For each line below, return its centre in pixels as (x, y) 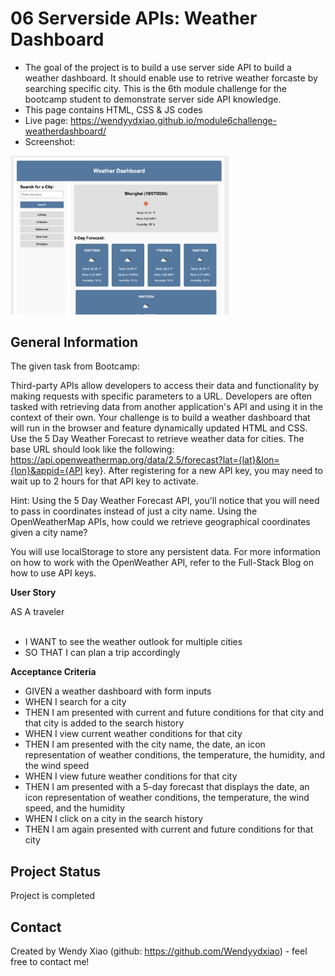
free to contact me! (50, 961)
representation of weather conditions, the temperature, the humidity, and (175, 755)
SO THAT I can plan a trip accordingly (102, 653)
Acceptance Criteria (53, 672)
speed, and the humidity (75, 808)
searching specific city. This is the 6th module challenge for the (155, 88)
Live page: (46, 120)
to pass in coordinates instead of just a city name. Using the (134, 511)
